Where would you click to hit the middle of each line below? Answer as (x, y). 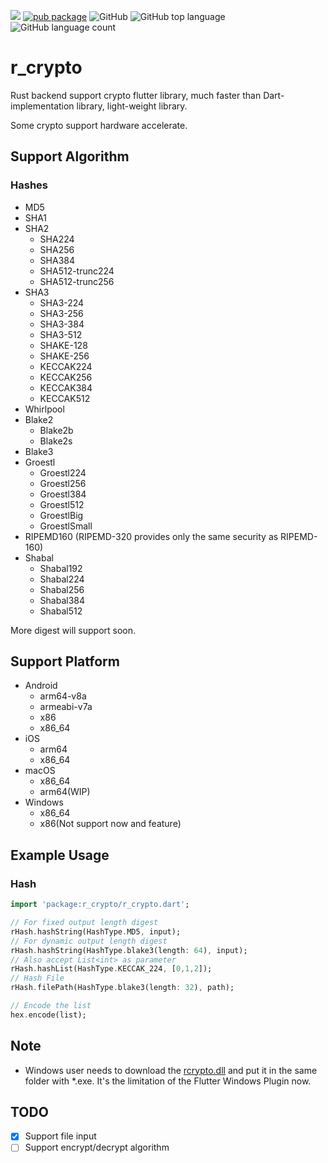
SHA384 (57, 260)
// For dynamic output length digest (89, 941)
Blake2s (56, 441)
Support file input (60, 1136)
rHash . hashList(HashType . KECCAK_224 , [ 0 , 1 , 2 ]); (111, 969)
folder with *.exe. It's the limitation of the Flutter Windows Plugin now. (168, 1081)
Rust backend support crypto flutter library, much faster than (136, 95)
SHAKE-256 (64, 356)
